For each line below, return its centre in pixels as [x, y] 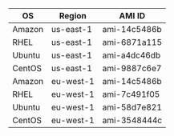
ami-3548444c [132, 120]
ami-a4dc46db [132, 55]
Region [73, 16]
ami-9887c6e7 [132, 68]
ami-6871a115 [132, 42]
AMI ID [132, 16]
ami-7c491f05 [131, 94]
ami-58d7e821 [132, 107]
